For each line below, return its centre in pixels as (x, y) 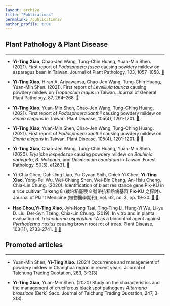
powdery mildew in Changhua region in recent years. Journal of (79, 267)
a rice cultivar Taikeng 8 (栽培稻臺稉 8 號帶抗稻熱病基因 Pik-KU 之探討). (87, 191)
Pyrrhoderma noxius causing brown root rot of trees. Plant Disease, (83, 224)
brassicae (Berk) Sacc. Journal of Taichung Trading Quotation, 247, (83, 293)
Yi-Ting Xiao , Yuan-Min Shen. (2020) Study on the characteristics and (86, 282)
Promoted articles (34, 245)
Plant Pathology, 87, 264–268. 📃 (46, 98)
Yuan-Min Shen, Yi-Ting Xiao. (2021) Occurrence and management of (86, 262)
